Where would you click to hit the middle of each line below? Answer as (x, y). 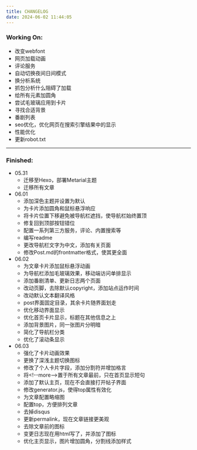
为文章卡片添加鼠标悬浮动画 (57, 266)
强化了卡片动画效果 (47, 353)
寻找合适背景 (30, 110)
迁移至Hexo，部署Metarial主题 (60, 180)
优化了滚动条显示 (44, 340)
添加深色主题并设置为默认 (54, 201)
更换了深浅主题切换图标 (52, 360)
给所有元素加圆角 (35, 95)
